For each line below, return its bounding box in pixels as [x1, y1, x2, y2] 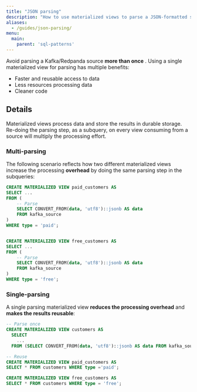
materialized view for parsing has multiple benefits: [6, 63, 130, 70]
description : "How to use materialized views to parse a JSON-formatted [6, 14, 188, 20]
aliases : [6, 19, 28, 25]
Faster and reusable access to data [14, 75, 100, 82]
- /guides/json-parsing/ [11, 25, 72, 31]
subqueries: [6, 173, 35, 180]
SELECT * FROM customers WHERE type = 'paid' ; [6, 364, 119, 370]
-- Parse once [6, 321, 41, 327]
